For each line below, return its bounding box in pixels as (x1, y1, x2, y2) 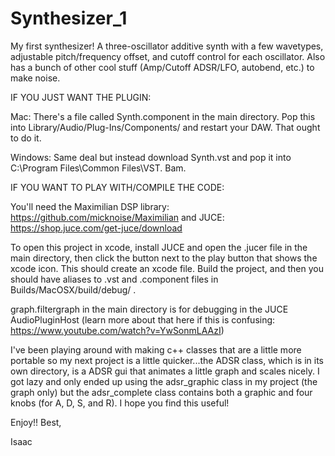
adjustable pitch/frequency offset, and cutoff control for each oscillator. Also (10, 50, 326, 62)
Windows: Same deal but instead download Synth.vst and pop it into (10, 151, 292, 163)
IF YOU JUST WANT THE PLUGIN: (10, 91, 152, 103)
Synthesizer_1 (10, 7, 128, 30)
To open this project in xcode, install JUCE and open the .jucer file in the (10, 241, 308, 253)
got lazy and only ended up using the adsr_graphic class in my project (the (10, 375, 318, 387)
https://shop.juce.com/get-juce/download (10, 222, 183, 234)
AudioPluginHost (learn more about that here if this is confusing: (10, 313, 276, 326)
